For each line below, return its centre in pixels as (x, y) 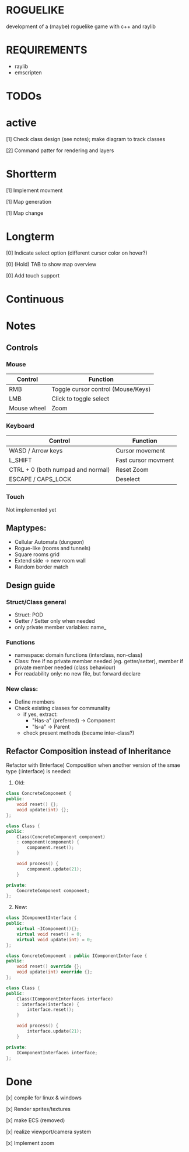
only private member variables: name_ (60, 628)
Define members (35, 702)
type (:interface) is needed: (39, 772)
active (21, 123)
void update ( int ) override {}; (55, 972)
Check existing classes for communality (62, 708)
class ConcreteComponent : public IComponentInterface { (77, 956)
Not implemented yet (31, 509)
